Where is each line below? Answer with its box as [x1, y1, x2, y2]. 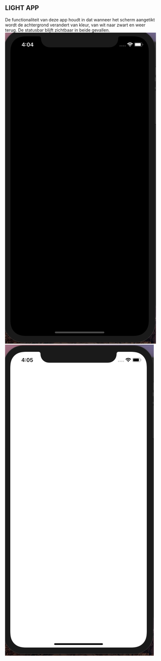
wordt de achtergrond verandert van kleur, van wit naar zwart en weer [5, 22, 146, 28]
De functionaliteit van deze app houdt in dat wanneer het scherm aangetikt [5, 17, 155, 22]
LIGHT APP [5, 4, 39, 12]
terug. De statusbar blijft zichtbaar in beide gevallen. [5, 27, 110, 33]
